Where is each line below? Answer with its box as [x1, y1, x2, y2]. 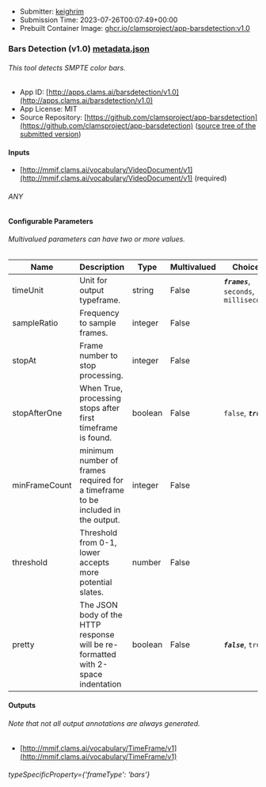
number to [79, 350, 119, 361]
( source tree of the [195, 121, 256, 131]
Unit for [79, 275, 108, 286]
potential [79, 576, 112, 587]
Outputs [8, 701, 36, 710]
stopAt [12, 355, 37, 366]
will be [79, 639, 104, 650]
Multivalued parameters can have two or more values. [8, 234, 186, 244]
